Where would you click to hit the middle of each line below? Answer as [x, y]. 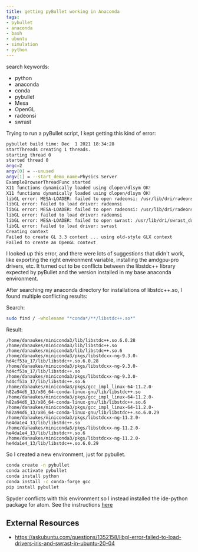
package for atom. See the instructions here [60, 504]
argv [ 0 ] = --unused [30, 171]
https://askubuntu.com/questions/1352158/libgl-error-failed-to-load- [98, 537]
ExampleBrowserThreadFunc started [49, 182]
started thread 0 [27, 160]
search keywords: [28, 66]
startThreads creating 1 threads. [49, 149]
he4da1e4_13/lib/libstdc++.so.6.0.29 [52, 444]
